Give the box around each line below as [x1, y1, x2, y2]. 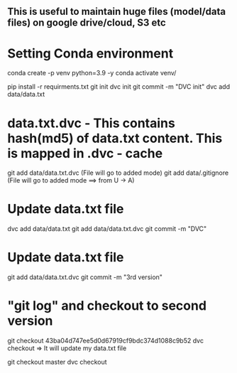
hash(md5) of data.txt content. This [7, 130, 223, 146]
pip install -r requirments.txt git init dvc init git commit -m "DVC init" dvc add [7, 82, 231, 91]
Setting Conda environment [7, 45, 174, 61]
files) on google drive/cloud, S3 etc [7, 17, 167, 29]
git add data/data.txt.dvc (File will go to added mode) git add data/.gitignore [7, 168, 229, 177]
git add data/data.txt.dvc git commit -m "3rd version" [7, 273, 163, 281]
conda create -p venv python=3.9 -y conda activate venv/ [7, 69, 177, 77]
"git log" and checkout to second [7, 298, 207, 314]
